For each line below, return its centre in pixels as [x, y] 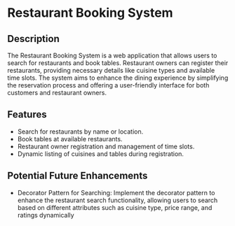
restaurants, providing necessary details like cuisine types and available [111, 70]
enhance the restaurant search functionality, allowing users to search [117, 200]
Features [27, 114]
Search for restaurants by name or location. [80, 132]
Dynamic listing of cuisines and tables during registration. [101, 154]
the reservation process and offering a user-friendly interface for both [108, 85]
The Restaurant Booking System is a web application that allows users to [112, 55]
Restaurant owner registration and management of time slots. [106, 146]
